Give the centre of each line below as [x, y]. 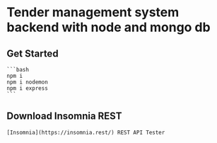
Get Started [33, 53]
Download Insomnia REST [64, 116]
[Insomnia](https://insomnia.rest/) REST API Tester [86, 132]
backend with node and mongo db [108, 27]
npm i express [28, 88]
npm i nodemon [28, 82]
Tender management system [93, 12]
